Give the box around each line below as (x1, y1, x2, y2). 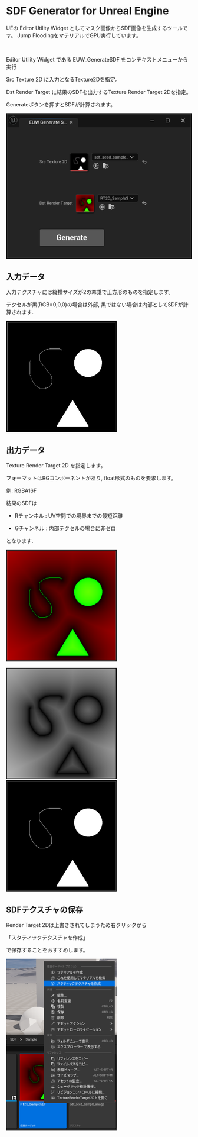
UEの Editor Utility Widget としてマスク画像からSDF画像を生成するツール (6, 24, 183, 31)
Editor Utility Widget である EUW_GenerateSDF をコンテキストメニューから (6, 56, 189, 63)
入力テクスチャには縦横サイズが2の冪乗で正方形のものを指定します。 (6, 289, 174, 296)
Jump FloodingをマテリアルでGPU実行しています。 (17, 31, 141, 39)
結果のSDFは (6, 500, 37, 507)
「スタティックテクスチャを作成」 (6, 934, 88, 941)
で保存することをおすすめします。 (6, 947, 88, 954)
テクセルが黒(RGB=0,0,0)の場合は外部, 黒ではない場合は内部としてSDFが (6, 301, 184, 308)
